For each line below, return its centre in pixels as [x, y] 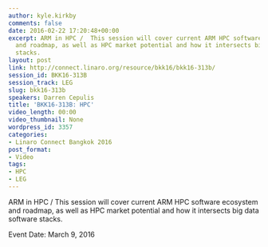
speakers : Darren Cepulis [51, 98]
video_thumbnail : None [46, 120]
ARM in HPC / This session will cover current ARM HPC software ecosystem [133, 201]
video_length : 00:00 [43, 113]
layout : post [30, 61]
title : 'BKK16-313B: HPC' [51, 105]
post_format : [30, 149]
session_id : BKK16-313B [48, 75]
